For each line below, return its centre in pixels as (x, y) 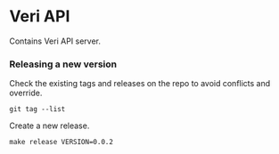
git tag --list (37, 109)
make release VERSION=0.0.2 (62, 142)
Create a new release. (49, 126)
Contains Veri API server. (55, 41)
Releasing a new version (63, 64)
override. (26, 93)
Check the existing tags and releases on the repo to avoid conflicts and (140, 84)
